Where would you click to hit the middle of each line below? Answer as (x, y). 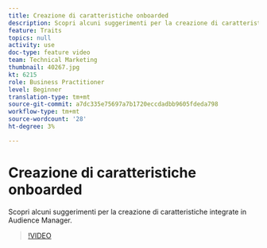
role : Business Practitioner (56, 82)
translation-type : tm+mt (49, 97)
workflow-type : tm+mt (44, 112)
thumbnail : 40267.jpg (44, 68)
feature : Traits (35, 30)
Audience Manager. (41, 220)
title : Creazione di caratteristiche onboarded (89, 15)
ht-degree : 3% (32, 126)
